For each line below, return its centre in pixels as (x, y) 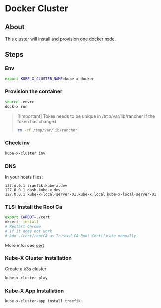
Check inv (18, 143)
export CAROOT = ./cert (27, 217)
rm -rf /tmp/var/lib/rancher (47, 130)
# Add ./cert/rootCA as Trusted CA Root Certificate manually (71, 236)
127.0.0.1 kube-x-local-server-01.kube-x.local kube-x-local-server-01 (80, 194)
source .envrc (20, 102)
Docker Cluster (37, 9)
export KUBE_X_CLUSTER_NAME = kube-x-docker (50, 79)
